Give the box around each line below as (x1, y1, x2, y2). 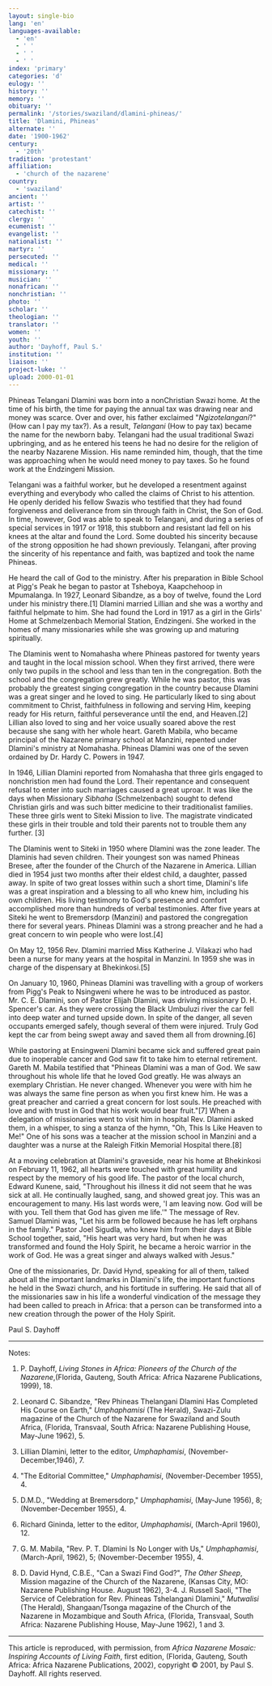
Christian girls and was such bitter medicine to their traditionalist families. (8, 802, 253, 812)
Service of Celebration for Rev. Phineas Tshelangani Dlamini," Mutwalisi (19, 1594, 259, 1603)
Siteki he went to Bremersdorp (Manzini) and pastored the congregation (8, 912, 249, 922)
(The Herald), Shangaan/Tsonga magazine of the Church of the (19, 1602, 232, 1612)
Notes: (8, 1348, 31, 1357)
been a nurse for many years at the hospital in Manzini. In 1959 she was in (8, 953, 255, 963)
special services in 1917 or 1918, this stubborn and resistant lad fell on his (8, 523, 252, 533)
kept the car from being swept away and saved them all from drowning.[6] (8, 1030, 257, 1039)
